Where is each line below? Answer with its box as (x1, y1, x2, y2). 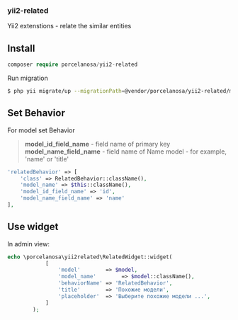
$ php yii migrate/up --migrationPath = (7, 87, 125, 94)
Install (7, 42, 35, 55)
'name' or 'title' (24, 154, 69, 163)
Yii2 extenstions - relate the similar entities (7, 22, 132, 30)
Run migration (7, 74, 48, 82)
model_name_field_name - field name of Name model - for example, (24, 147, 227, 156)
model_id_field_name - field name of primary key (24, 139, 171, 148)
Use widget (7, 221, 59, 233)
